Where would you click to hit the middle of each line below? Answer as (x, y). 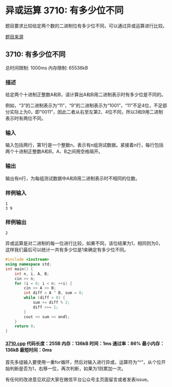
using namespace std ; (28, 264)
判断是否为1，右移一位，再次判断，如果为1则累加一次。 (68, 368)
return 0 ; (25, 326)
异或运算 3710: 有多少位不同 (64, 11)
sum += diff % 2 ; (51, 303)
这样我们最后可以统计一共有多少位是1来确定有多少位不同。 (67, 250)
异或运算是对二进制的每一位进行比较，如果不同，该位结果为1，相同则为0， (84, 243)
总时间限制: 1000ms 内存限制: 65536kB (47, 68)
